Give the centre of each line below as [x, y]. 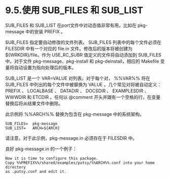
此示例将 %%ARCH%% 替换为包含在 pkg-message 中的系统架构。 [75, 114]
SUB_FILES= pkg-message [31, 124]
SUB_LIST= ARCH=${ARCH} [32, 128]
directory [16, 167]
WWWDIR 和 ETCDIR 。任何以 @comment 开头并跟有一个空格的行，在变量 [83, 97]
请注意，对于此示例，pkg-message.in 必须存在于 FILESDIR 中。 [71, 138]
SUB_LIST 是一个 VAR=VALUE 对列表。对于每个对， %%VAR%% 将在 [78, 78]
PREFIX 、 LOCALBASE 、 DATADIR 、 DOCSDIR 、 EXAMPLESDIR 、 [77, 91]
